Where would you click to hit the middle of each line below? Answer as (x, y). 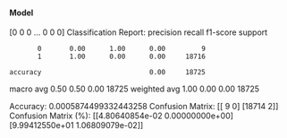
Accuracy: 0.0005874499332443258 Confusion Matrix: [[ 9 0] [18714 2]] (144, 107)
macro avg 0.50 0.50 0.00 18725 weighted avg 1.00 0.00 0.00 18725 (134, 89)
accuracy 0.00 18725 (107, 73)
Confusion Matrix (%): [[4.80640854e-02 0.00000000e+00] (122, 116)
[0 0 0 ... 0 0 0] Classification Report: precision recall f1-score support (139, 32)
